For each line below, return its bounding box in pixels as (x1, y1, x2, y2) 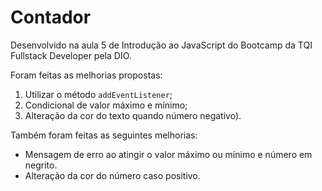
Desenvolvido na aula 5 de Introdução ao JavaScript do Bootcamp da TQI (10, 39, 313, 51)
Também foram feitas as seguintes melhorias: (10, 129, 198, 141)
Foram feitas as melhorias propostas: (10, 69, 163, 81)
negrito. (24, 159, 58, 171)
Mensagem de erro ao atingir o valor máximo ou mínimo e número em (24, 148, 313, 160)
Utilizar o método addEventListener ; (24, 88, 173, 100)
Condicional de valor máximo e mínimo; (24, 99, 188, 111)
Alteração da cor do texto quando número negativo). (24, 109, 242, 121)
